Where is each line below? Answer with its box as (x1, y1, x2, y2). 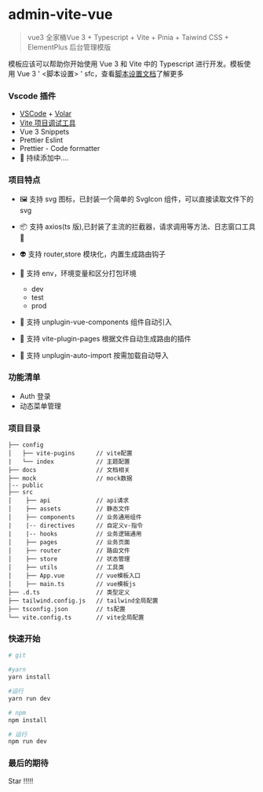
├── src (8, 488, 34, 496)
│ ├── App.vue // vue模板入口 (8, 572, 141, 580)
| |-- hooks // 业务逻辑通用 (8, 530, 142, 538)
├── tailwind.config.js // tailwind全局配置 (8, 597, 159, 605)
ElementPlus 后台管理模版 (27, 42, 111, 52)
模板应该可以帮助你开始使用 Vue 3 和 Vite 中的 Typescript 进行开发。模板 (8, 59, 245, 68)
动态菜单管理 (19, 401, 61, 411)
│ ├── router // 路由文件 (8, 547, 131, 555)
